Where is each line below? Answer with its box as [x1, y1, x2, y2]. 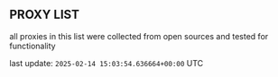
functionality [9, 40, 56, 51]
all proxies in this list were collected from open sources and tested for [9, 30, 269, 41]
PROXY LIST [9, 7, 79, 22]
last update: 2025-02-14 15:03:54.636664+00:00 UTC [9, 57, 204, 68]
